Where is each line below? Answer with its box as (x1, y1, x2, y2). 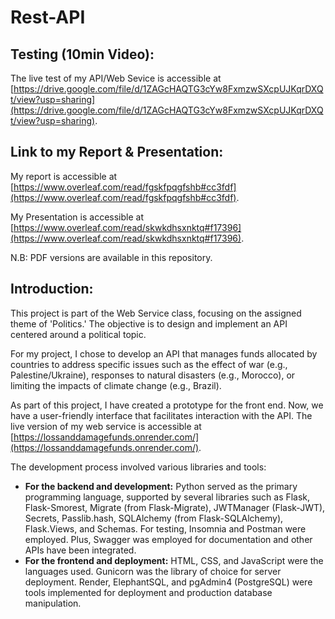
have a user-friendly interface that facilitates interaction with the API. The (10, 409, 313, 421)
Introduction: (10, 281, 94, 298)
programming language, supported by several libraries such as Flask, (24, 491, 311, 503)
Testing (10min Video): (10, 46, 155, 63)
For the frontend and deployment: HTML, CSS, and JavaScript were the (24, 554, 324, 566)
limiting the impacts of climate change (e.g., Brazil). (10, 379, 222, 391)
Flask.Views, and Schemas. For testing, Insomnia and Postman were (24, 522, 307, 535)
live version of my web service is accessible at (10, 420, 202, 432)
